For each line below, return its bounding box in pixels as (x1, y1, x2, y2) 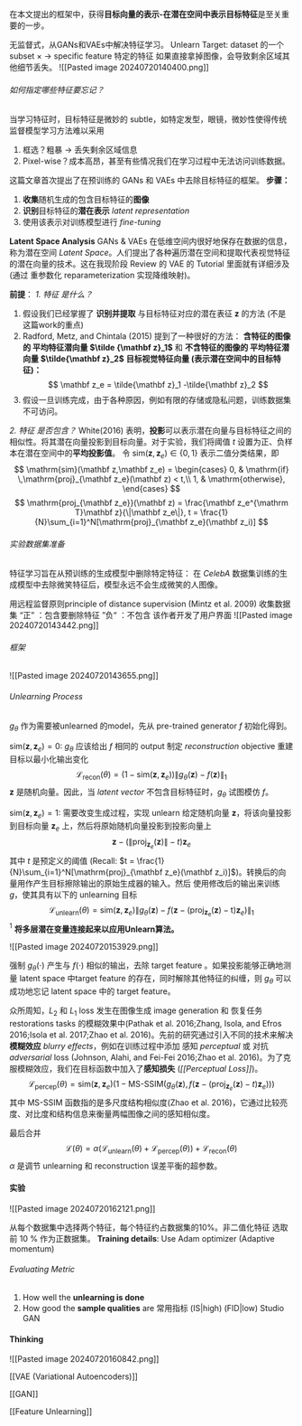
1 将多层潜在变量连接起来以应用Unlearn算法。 (9, 922, 179, 934)
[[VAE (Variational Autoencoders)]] (9, 1371, 138, 1382)
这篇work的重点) (22, 320, 84, 331)
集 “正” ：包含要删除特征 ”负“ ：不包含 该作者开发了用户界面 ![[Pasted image (9, 610, 293, 621)
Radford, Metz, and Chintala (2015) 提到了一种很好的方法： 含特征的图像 (22, 331, 291, 342)
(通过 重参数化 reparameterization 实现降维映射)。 (9, 270, 196, 281)
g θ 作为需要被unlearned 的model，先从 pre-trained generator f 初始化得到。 (9, 720, 292, 733)
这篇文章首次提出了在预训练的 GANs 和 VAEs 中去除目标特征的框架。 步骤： (9, 175, 290, 186)
